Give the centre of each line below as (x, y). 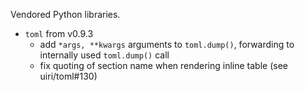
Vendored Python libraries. (65, 14)
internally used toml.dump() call (104, 55)
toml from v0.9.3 (59, 33)
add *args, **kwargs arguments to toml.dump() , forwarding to (167, 44)
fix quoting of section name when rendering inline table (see (164, 65)
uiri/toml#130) (68, 76)
